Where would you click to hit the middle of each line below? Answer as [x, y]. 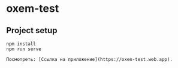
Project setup [32, 30]
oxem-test [33, 9]
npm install [21, 44]
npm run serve [24, 49]
